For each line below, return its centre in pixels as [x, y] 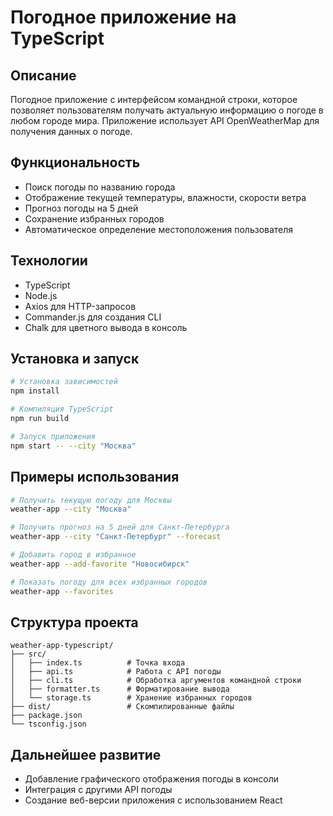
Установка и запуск [75, 359]
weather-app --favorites [62, 591]
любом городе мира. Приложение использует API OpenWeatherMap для [165, 120]
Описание [43, 75]
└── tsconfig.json [48, 724]
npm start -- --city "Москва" [73, 446]
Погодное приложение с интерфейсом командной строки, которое [154, 99]
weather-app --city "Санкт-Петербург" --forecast [116, 537]
